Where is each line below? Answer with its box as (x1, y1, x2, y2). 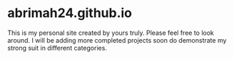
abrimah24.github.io (7, 5, 133, 21)
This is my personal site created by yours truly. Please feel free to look (7, 28, 214, 37)
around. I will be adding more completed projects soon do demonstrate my (7, 36, 227, 44)
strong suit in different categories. (7, 43, 107, 52)
